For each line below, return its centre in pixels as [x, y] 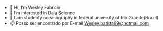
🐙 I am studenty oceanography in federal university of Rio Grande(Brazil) [84, 18]
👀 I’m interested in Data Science [42, 13]
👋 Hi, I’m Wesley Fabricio [35, 8]
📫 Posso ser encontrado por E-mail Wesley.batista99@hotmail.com [79, 23]
